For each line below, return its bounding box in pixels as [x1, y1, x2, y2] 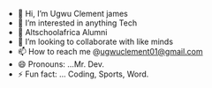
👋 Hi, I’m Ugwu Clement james [17, 9, 128, 18]
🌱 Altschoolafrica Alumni [17, 27, 108, 37]
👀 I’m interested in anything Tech [17, 18, 138, 28]
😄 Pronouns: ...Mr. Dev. [17, 59, 104, 70]
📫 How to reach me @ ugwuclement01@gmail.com [17, 47, 203, 56]
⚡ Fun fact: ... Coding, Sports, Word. [17, 69, 149, 79]
